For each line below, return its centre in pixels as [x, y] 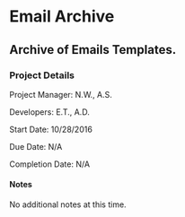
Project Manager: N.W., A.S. [61, 94]
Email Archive [62, 17]
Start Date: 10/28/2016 [51, 129]
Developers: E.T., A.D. [49, 112]
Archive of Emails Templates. [93, 50]
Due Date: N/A [36, 146]
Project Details [42, 75]
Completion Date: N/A [50, 164]
